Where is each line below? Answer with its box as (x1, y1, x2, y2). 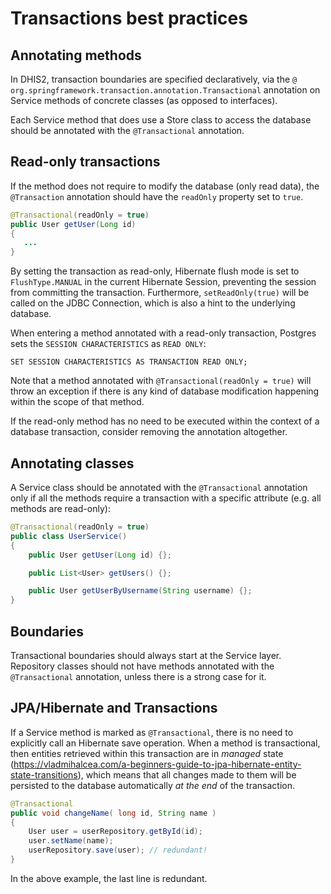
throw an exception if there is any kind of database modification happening (10, 385, 320, 397)
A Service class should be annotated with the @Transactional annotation (10, 482, 308, 493)
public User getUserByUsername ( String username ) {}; (28, 586, 253, 596)
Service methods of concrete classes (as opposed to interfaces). (10, 95, 278, 106)
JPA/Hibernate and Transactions (10, 700, 218, 717)
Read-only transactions (10, 153, 161, 171)
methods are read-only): (10, 503, 111, 514)
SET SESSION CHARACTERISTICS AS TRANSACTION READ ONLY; (10, 357, 248, 367)
